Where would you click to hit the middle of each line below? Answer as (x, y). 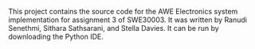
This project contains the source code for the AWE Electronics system (123, 11)
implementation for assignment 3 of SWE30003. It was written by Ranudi (127, 20)
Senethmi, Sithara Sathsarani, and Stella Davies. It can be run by (114, 28)
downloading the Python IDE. (56, 36)
